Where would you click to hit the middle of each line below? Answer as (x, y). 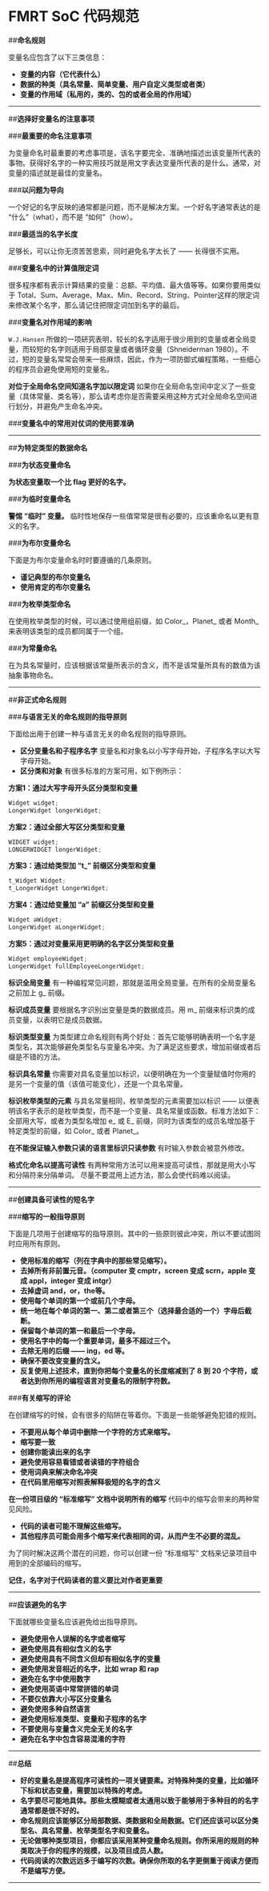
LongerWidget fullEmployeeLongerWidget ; (77, 966)
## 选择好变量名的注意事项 (51, 119)
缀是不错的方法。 (36, 1056)
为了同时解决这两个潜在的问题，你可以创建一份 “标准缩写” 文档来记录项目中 (133, 1553)
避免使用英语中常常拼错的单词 (69, 1688)
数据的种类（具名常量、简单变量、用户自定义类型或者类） (114, 84)
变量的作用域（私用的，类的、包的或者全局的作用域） (108, 94)
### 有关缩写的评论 (40, 1397)
